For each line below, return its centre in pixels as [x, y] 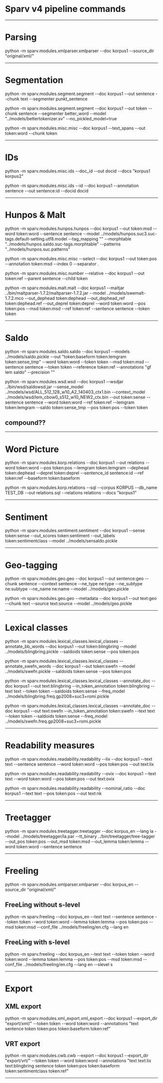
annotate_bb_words [25, 647]
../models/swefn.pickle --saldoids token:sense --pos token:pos [68, 672]
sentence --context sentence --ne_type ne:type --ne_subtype [81, 584]
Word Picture [32, 449]
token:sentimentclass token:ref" [37, 1071]
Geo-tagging [31, 565]
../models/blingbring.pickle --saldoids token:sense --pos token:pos [72, 652]
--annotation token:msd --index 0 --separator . [52, 263]
